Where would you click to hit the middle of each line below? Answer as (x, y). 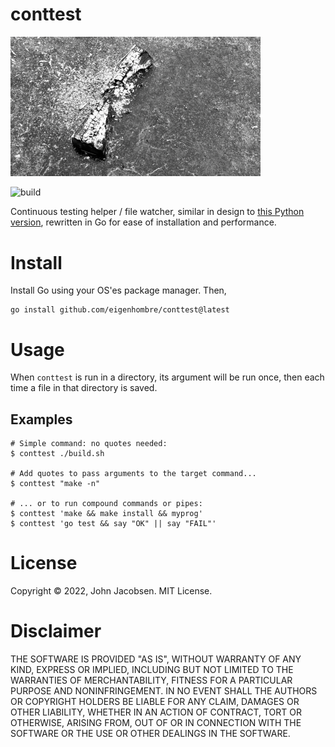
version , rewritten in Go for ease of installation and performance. (143, 222)
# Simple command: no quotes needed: (89, 444)
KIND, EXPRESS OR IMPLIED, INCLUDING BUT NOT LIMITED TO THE (152, 669)
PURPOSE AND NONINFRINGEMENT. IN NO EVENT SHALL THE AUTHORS (164, 690)
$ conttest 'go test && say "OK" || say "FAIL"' (113, 524)
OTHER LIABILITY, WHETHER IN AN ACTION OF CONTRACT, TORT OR (156, 712)
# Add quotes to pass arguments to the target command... (133, 474)
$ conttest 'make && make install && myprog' (106, 514)
